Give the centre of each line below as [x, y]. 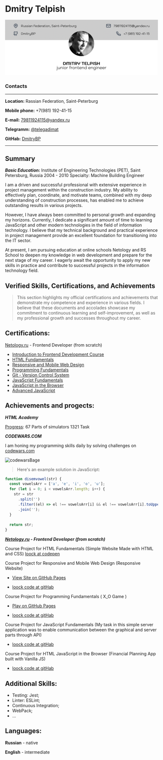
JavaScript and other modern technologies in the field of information [73, 225]
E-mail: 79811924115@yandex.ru [38, 120]
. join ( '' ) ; [29, 509]
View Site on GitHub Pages [39, 578]
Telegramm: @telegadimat [32, 129]
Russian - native [22, 743]
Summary [20, 158]
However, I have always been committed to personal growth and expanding [80, 215]
